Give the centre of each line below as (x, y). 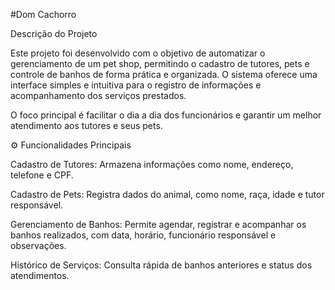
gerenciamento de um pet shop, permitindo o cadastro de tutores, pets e (160, 63)
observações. (38, 245)
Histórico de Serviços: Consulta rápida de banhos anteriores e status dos (161, 265)
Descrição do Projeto (54, 33)
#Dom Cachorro (43, 14)
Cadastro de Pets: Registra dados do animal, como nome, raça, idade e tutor (167, 194)
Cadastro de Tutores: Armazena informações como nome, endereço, (152, 164)
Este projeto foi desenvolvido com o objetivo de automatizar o (138, 53)
